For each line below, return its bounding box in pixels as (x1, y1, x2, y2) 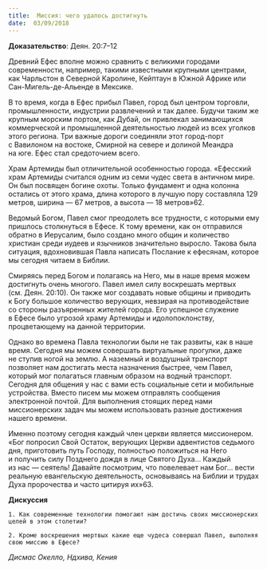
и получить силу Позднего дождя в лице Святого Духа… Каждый (8, 454, 231, 463)
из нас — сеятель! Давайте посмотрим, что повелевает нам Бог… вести (8, 462, 255, 472)
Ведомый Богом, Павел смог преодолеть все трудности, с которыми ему (8, 213, 260, 222)
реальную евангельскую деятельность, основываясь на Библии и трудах (8, 471, 259, 481)
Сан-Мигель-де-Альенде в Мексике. (8, 81, 134, 92)
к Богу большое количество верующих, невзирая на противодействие (8, 296, 249, 305)
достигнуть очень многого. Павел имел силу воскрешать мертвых (8, 279, 237, 289)
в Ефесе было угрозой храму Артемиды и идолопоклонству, (8, 313, 215, 323)
